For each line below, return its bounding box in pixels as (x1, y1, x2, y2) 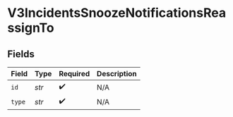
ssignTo (7, 20, 54, 36)
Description (96, 69, 138, 78)
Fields (7, 48, 35, 60)
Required (59, 69, 90, 78)
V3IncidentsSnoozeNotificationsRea (7, 5, 227, 21)
